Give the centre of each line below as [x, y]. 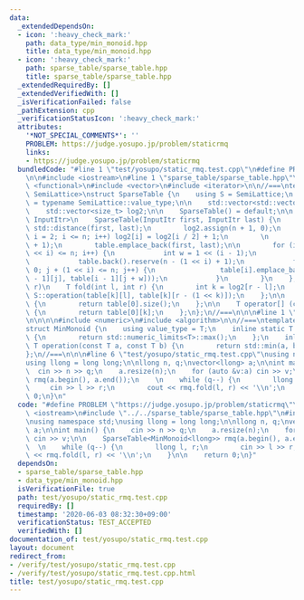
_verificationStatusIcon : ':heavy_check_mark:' [109, 119]
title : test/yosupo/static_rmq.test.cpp [87, 581]
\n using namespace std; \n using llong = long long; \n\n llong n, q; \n [157, 422]
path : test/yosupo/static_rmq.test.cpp [93, 497]
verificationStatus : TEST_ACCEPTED [85, 523]
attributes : [40, 128]
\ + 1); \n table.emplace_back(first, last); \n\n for [155, 245]
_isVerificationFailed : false [74, 102]
